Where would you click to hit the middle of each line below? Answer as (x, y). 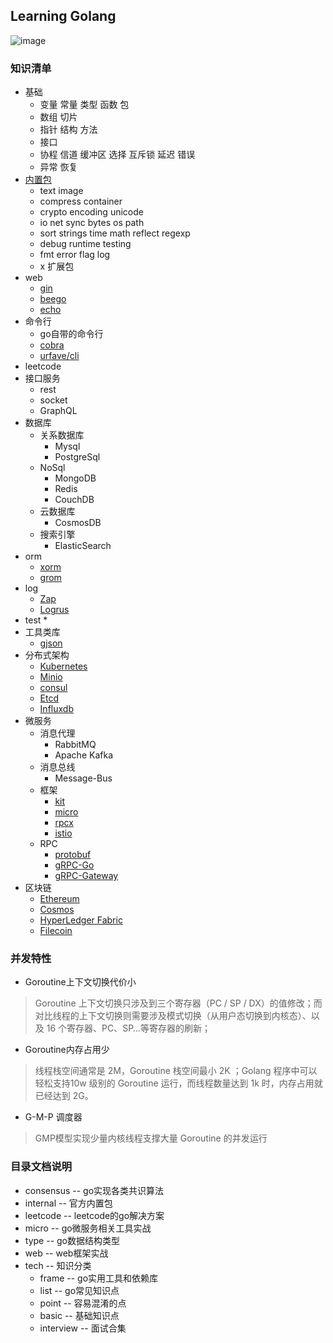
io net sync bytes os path (92, 223)
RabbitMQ (75, 745)
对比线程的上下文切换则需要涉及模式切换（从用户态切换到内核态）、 (173, 1016)
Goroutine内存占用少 (67, 1050)
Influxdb (56, 709)
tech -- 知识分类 (58, 1265)
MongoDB (75, 478)
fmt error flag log (75, 255)
